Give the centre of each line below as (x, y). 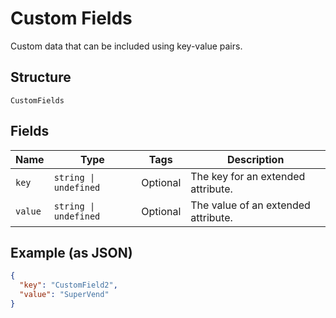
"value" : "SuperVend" (64, 295)
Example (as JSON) (71, 252)
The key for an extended (248, 176)
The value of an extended (250, 205)
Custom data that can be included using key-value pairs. (126, 46)
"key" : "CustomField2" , (68, 285)
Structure (41, 77)
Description (255, 159)
